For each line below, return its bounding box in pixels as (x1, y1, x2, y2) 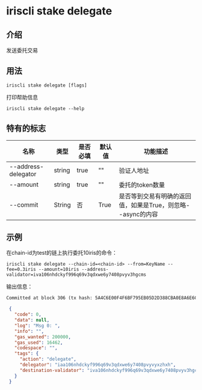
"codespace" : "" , (14, 345, 58, 351)
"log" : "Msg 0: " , (14, 323, 61, 329)
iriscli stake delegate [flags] (6, 82, 87, 88)
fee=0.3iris (6, 266, 36, 273)
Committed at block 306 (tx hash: (6, 295, 93, 301)
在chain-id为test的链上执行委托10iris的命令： (6, 249, 117, 257)
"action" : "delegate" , (19, 356, 77, 362)
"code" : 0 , (14, 311, 42, 318)
